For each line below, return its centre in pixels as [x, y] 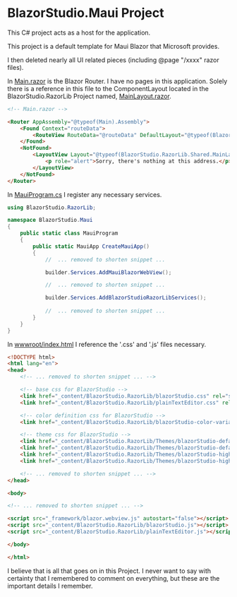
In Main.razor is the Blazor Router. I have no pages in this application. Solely [117, 81]
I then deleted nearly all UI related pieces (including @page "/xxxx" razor [114, 60]
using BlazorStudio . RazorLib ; [52, 207]
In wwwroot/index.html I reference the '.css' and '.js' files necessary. [107, 344]
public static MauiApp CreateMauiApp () [91, 246]
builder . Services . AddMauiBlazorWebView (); [108, 272]
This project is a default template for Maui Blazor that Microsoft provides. [114, 46]
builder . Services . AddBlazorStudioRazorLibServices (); [126, 298]
